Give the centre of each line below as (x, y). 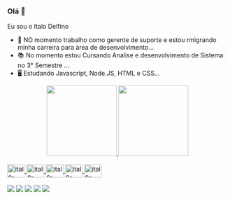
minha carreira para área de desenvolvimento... (85, 48)
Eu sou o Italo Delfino (38, 27)
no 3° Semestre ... (43, 65)
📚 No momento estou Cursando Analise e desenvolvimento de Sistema (120, 55)
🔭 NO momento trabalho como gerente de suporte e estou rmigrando (117, 40)
